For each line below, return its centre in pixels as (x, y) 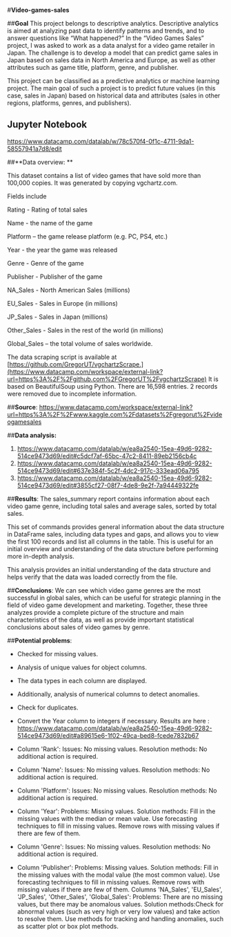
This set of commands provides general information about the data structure (116, 527)
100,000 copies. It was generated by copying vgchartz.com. (92, 183)
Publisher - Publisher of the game (55, 277)
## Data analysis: (32, 435)
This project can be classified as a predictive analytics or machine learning (113, 81)
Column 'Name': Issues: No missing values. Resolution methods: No (113, 770)
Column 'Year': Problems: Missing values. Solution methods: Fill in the (116, 811)
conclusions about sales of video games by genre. (79, 627)
